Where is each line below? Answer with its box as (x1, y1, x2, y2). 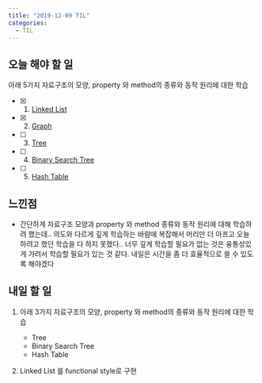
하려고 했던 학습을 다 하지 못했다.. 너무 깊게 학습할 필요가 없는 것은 (19, 239, 224, 248)
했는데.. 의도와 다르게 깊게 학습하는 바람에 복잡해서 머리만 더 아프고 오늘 (28, 229, 250, 239)
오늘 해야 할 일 (8, 57, 74, 71)
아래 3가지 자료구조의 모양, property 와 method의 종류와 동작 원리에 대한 (19, 307, 246, 316)
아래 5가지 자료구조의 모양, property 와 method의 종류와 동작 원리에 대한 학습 (8, 80, 249, 90)
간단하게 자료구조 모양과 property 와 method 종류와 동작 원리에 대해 (19, 220, 231, 228)
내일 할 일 (8, 285, 52, 298)
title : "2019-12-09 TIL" (8, 11, 90, 20)
